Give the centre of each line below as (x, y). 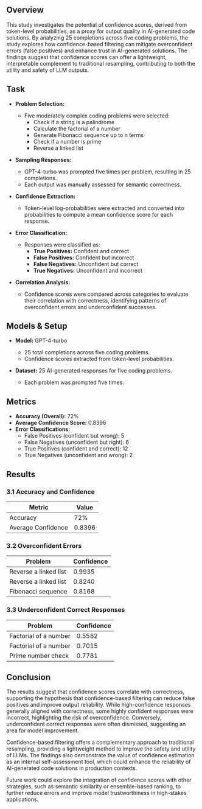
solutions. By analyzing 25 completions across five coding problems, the (97, 37)
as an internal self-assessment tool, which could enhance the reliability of (99, 762)
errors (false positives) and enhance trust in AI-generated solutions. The (97, 51)
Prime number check (39, 656)
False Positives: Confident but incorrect (84, 257)
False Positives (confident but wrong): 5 (74, 436)
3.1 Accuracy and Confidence (51, 491)
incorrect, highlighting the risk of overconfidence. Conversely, (84, 718)
